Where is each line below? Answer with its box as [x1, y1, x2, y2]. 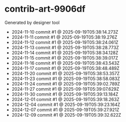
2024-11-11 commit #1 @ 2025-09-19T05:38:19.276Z [11, 34, 118, 40]
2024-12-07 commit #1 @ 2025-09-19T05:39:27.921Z [11, 106, 120, 113]
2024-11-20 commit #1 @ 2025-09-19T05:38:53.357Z [11, 70, 120, 76]
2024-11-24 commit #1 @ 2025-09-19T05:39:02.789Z [11, 81, 120, 86]
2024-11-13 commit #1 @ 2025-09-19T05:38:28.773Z [11, 44, 119, 50]
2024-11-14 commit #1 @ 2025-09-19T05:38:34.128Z [11, 50, 119, 56]
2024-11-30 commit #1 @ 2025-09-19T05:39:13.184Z [11, 91, 118, 97]
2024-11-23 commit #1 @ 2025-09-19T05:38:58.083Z [11, 76, 120, 81]
